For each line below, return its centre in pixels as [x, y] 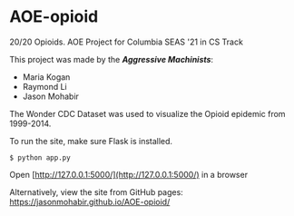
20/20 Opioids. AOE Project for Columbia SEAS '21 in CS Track [126, 42]
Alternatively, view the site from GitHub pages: [96, 191]
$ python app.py [40, 157]
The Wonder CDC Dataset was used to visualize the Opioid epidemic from [147, 113]
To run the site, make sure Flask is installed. [91, 141]
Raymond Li [45, 86]
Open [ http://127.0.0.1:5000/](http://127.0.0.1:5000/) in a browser [128, 174]
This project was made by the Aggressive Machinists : [112, 59]
